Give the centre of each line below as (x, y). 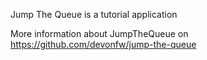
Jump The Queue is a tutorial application (94, 14)
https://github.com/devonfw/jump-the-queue (103, 44)
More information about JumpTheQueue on (99, 33)
